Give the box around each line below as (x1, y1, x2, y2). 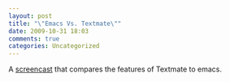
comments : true (8, 34, 60, 43)
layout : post (8, 11, 53, 20)
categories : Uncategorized (8, 42, 100, 50)
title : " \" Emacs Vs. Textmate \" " (8, 19, 122, 28)
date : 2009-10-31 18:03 (8, 27, 89, 35)
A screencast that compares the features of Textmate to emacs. (8, 64, 222, 74)
